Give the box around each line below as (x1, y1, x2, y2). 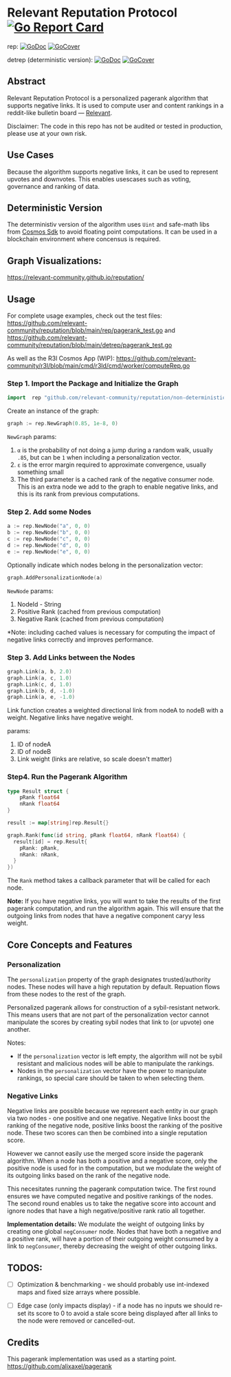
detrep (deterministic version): (7, 55, 93, 63)
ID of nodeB (16, 748, 52, 756)
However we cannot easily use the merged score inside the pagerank (7, 1150, 204, 1158)
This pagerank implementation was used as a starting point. (7, 1354, 177, 1363)
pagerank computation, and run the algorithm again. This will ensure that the (7, 904, 224, 912)
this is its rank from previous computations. (16, 490, 140, 498)
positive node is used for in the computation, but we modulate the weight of (7, 1164, 222, 1172)
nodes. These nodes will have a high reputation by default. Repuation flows (7, 982, 220, 990)
